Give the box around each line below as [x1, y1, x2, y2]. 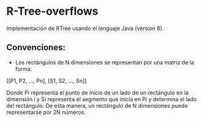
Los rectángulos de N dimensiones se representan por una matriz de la [15, 58, 194, 66]
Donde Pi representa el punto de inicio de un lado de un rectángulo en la [6, 89, 189, 96]
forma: [15, 65, 32, 72]
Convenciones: [6, 42, 66, 53]
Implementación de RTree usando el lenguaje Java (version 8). [6, 25, 164, 32]
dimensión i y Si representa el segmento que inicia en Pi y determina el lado [6, 95, 197, 102]
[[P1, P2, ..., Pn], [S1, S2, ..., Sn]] [6, 77, 87, 84]
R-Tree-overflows [6, 4, 99, 18]
